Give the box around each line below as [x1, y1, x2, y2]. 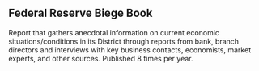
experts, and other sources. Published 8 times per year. [8, 53, 193, 63]
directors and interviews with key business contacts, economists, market [8, 44, 252, 55]
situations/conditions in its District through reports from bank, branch [8, 36, 240, 46]
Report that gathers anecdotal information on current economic [8, 27, 220, 37]
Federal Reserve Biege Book [8, 6, 153, 20]
